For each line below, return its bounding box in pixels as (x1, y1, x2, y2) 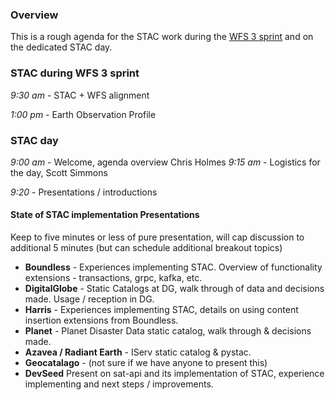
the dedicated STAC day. (10, 41, 113, 53)
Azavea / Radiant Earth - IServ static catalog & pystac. (24, 346, 252, 358)
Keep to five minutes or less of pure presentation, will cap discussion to (10, 231, 305, 243)
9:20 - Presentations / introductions (10, 186, 158, 198)
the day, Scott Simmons (10, 166, 108, 178)
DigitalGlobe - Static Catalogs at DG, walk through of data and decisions (24, 283, 325, 295)
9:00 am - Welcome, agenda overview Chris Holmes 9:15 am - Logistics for (10, 156, 321, 168)
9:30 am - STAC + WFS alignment (10, 89, 150, 101)
